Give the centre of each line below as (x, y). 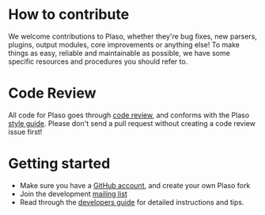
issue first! (25, 132)
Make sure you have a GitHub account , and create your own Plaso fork (135, 185)
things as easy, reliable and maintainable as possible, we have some (119, 53)
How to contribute (69, 15)
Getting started (59, 164)
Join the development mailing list (74, 194)
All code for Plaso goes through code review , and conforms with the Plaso (129, 115)
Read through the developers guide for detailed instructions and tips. (132, 202)
